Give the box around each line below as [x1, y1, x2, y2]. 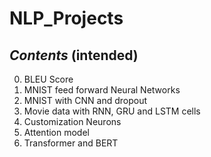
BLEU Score [23, 73, 74, 85]
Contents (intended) [9, 47, 139, 64]
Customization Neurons [23, 116, 122, 127]
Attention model [23, 127, 90, 138]
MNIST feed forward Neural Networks [23, 84, 181, 96]
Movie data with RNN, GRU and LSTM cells [23, 105, 201, 117]
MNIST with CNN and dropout [23, 95, 148, 106]
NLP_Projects [9, 7, 124, 30]
